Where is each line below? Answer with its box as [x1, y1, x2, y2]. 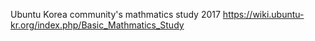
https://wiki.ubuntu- [222, 9, 305, 20]
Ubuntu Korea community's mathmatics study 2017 [10, 9, 221, 20]
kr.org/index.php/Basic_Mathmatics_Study [10, 19, 185, 31]
